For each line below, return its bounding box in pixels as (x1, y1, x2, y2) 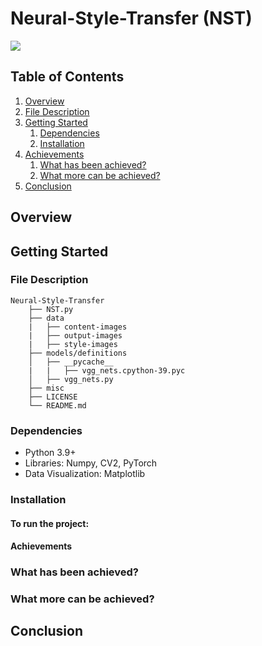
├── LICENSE (28, 392, 78, 402)
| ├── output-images (28, 330, 123, 341)
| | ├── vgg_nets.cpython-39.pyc (28, 365, 186, 376)
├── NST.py (28, 304, 74, 314)
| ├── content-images (28, 322, 128, 332)
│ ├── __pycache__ (28, 357, 114, 367)
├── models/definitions (28, 348, 128, 358)
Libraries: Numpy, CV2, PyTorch (24, 457, 158, 469)
